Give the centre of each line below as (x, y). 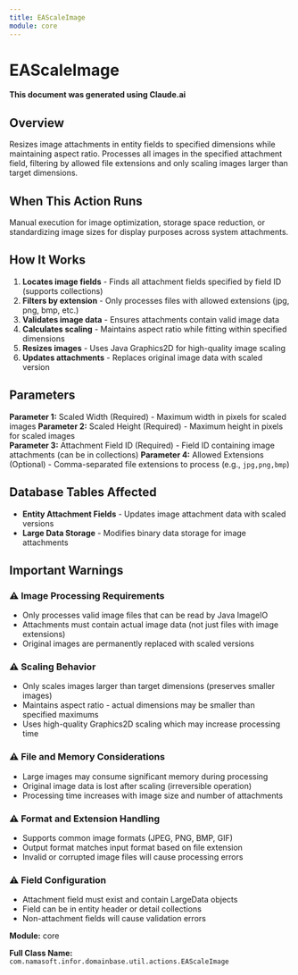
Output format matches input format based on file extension (132, 848)
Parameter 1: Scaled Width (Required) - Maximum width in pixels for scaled (148, 416)
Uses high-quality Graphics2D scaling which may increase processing (151, 724)
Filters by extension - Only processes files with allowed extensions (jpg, (156, 300)
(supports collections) (62, 290)
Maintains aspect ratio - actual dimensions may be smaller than (139, 705)
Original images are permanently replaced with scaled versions (138, 643)
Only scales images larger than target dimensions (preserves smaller (149, 686)
